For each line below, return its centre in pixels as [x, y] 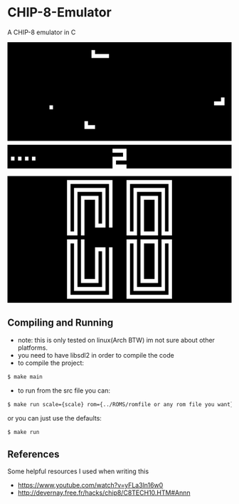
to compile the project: [51, 363]
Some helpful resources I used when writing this [78, 471]
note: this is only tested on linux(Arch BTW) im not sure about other [116, 340]
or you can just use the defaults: [54, 418]
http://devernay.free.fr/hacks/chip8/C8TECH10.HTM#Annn [104, 493]
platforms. [33, 348]
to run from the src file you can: [64, 390]
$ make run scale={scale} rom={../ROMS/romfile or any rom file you [111, 404]
